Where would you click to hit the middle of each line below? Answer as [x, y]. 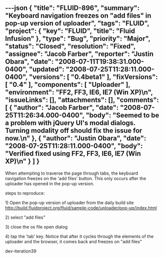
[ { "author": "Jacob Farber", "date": [62, 108]
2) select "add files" [25, 217]
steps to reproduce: [25, 193]
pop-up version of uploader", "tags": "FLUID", [77, 23]
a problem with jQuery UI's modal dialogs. [70, 123]
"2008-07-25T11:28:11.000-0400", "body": [74, 146]
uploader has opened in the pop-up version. [50, 183]
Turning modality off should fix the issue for [74, 131]
